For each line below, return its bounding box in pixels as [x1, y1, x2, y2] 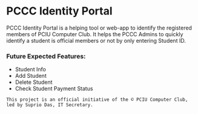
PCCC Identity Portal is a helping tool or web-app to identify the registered [6, 24, 193, 31]
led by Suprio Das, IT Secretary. [6, 102, 94, 108]
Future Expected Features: [6, 52, 86, 60]
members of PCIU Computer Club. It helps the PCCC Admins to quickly [6, 30, 183, 37]
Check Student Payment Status [15, 85, 93, 92]
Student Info [15, 66, 47, 73]
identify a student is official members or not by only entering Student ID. [6, 37, 186, 44]
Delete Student [15, 78, 53, 86]
